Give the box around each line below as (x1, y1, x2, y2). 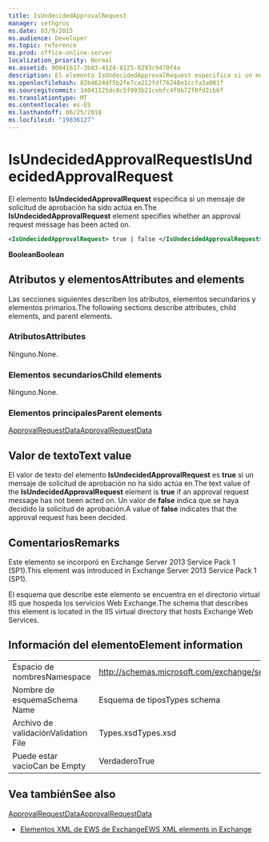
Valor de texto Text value (8, 449, 132, 462)
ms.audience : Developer (8, 34, 88, 42)
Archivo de (12, 717, 54, 728)
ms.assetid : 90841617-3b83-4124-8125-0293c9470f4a (8, 64, 181, 72)
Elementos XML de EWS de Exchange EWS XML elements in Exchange (19, 824, 252, 834)
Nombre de (12, 684, 54, 695)
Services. (8, 615, 40, 625)
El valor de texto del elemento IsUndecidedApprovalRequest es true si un (8, 470, 254, 480)
